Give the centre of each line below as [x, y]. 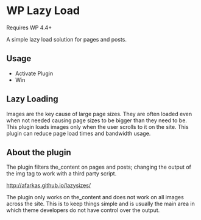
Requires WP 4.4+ [29, 28]
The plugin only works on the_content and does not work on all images [95, 197]
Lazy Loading [33, 99]
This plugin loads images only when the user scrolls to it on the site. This [97, 127]
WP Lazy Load [43, 11]
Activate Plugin [34, 73]
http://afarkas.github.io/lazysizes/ [49, 185]
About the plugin [39, 152]
